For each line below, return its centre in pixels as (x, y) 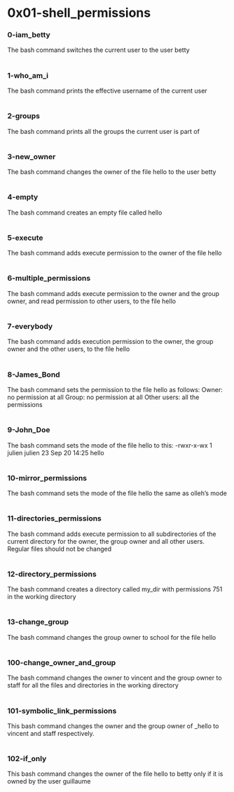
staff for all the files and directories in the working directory (93, 685)
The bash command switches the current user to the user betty (99, 50)
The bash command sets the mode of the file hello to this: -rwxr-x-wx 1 (110, 445)
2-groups (24, 116)
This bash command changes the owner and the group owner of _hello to (113, 726)
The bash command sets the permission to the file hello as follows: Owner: (115, 389)
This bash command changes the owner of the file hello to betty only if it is (115, 774)
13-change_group (38, 622)
